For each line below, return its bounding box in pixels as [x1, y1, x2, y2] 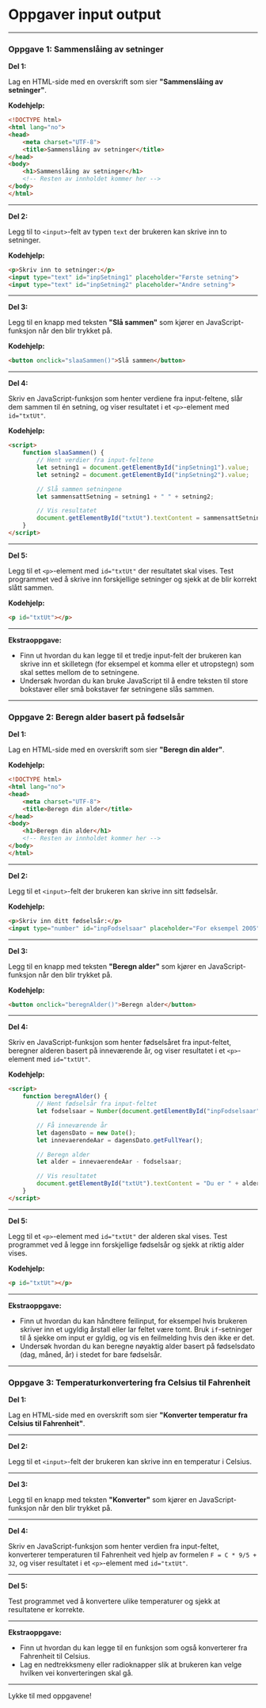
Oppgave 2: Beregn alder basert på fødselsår [8, 711, 184, 722]
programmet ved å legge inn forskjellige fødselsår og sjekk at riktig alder [8, 1240, 245, 1249]
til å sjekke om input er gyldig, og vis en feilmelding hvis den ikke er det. [19, 1332, 255, 1342]
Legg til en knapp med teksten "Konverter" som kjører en [8, 1495, 197, 1504]
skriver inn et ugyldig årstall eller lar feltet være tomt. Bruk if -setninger [19, 1325, 253, 1334]
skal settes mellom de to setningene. [19, 667, 140, 677]
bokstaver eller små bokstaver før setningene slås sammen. [19, 684, 215, 694]
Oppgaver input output [8, 6, 161, 24]
